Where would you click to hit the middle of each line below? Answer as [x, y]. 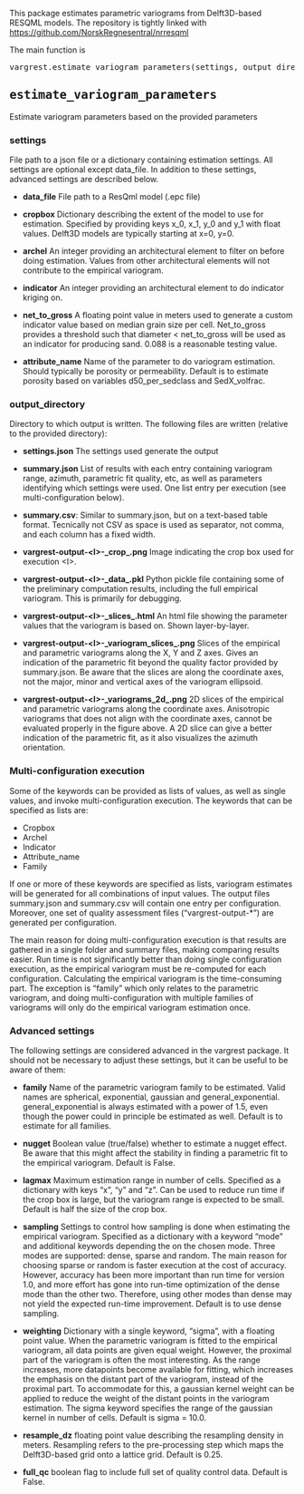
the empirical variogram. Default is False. [99, 1163]
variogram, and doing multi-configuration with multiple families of [132, 997]
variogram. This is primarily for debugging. [102, 598]
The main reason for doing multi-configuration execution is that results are [148, 940]
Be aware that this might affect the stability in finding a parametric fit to [155, 1153]
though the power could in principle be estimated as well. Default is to [152, 1116]
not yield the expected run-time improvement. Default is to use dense [152, 1304]
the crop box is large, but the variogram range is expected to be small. [153, 1199]
